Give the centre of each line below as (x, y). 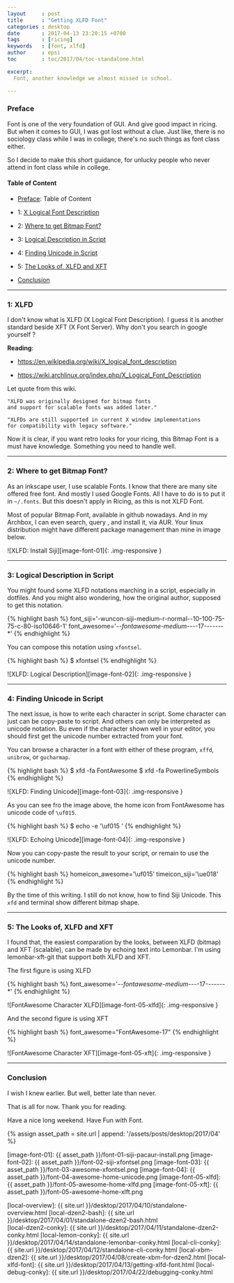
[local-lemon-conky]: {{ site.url (85, 1235)
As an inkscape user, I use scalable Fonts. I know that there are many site (112, 486)
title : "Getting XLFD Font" (57, 20)
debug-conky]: (29, 1272)
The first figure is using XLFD (49, 971)
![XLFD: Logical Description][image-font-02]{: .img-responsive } (99, 674)
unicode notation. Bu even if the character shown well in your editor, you (111, 729)
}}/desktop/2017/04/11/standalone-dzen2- (158, 1227)
